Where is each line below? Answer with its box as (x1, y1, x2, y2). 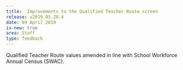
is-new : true (6, 24, 38, 31)
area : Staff (6, 30, 35, 36)
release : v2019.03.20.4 (6, 14, 64, 20)
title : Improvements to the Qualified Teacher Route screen (6, 8, 158, 15)
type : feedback (6, 36, 43, 41)
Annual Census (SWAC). (6, 58, 64, 65)
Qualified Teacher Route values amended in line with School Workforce (6, 52, 178, 58)
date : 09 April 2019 (6, 19, 57, 25)
